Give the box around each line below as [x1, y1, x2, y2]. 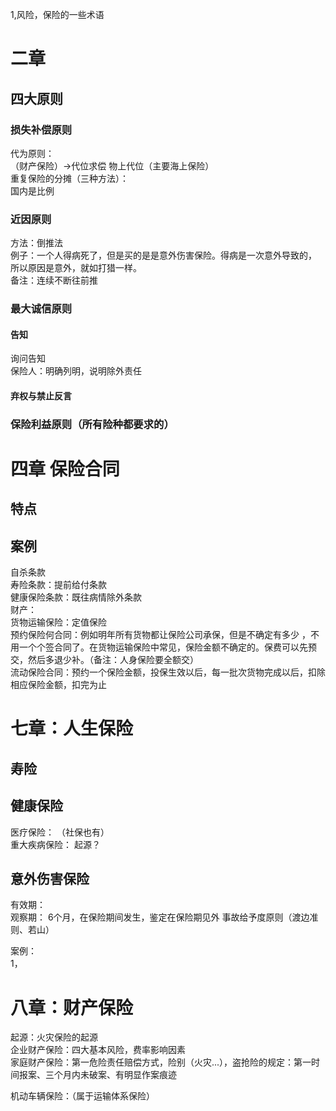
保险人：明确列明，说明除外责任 [10, 365, 142, 377]
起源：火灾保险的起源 [10, 1031, 98, 1043]
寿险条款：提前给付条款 [10, 579, 107, 591]
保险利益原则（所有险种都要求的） [10, 417, 175, 431]
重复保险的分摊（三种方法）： [10, 172, 129, 184]
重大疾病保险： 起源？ [10, 838, 101, 850]
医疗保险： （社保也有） [10, 826, 110, 838]
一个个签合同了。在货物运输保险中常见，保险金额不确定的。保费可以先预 [18, 641, 317, 653]
